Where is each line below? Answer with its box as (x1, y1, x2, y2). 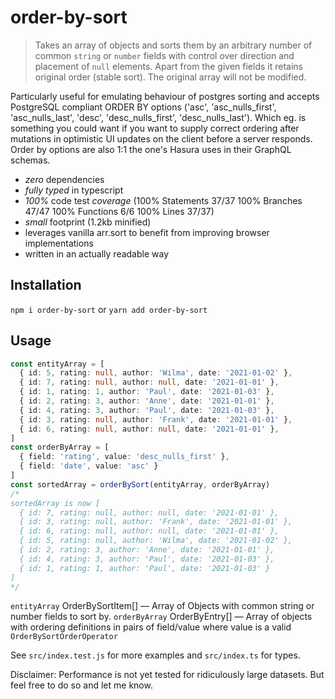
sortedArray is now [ (10, 498, 101, 508)
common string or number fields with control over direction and (34, 49, 295, 61)
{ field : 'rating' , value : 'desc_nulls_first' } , (19, 452, 230, 462)
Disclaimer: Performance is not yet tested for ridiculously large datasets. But (10, 669, 325, 681)
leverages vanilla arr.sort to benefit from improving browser (24, 226, 270, 238)
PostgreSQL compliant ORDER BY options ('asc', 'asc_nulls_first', (10, 101, 277, 113)
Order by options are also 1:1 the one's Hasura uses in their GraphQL (10, 143, 292, 155)
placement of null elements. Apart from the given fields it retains (34, 60, 303, 72)
